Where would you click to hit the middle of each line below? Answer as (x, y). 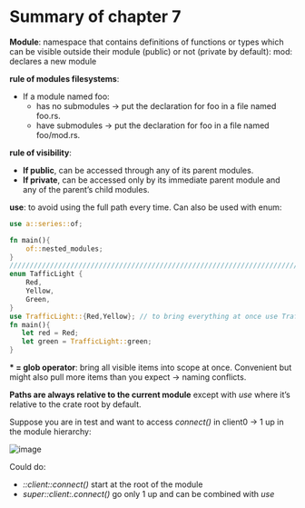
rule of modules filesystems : (64, 78)
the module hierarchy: (50, 432)
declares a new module (53, 61)
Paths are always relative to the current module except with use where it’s (150, 395)
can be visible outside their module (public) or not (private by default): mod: (151, 51)
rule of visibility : (41, 153)
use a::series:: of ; (46, 224)
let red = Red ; (50, 334)
